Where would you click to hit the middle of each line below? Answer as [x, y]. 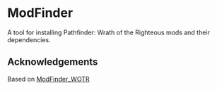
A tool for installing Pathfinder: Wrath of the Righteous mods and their [109, 32]
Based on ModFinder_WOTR [48, 79]
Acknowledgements [53, 62]
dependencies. [29, 39]
